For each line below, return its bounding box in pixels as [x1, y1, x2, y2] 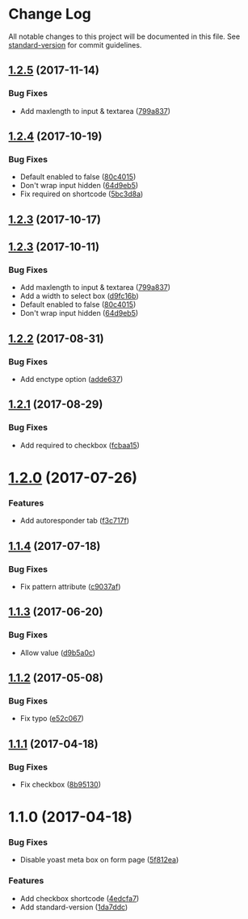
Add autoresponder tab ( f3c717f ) [19, 516, 130, 526]
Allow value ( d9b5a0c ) [19, 648, 95, 657]
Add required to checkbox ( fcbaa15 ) [19, 440, 140, 450]
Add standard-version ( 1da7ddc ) [19, 902, 128, 912]
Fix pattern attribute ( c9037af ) [19, 581, 121, 591]
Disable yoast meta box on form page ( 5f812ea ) [19, 855, 179, 865]
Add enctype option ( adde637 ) [19, 375, 124, 384]
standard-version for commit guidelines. [8, 40, 142, 49]
